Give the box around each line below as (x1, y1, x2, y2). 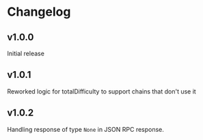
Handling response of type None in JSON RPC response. (7, 125, 164, 133)
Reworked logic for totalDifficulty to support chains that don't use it (7, 87, 196, 96)
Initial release (7, 49, 44, 57)
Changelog (7, 4, 71, 20)
